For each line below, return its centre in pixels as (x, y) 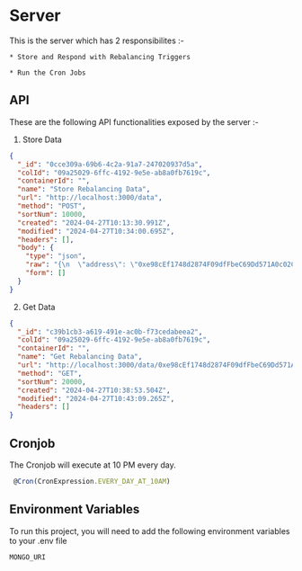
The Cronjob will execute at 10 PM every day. (93, 465)
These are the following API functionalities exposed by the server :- (134, 121)
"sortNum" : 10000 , (52, 214)
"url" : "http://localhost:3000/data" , (90, 198)
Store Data (42, 139)
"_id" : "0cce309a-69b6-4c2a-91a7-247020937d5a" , (110, 164)
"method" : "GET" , (50, 373)
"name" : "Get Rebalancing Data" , (80, 357)
